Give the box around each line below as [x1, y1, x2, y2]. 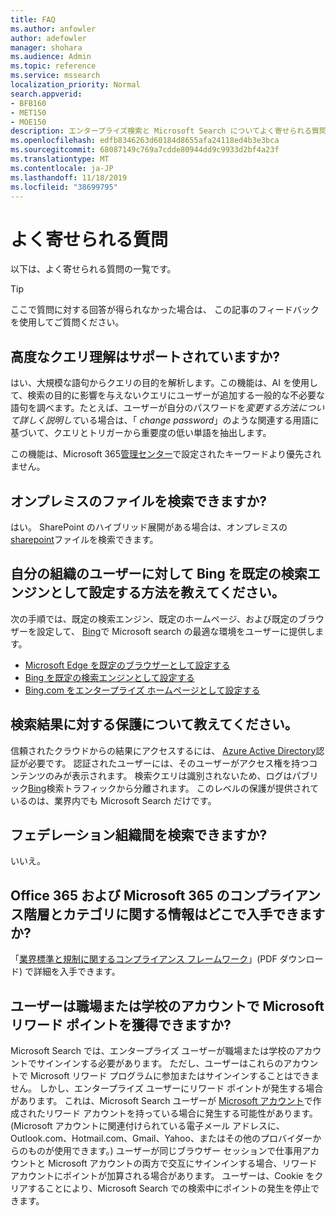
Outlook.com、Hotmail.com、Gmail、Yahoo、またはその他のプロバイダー [10, 1132, 313, 1144]
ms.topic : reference [10, 61, 97, 71]
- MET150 [10, 107, 47, 118]
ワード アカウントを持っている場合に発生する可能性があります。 [53, 1107, 318, 1119]
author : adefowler [10, 33, 87, 43]
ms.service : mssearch [10, 71, 101, 81]
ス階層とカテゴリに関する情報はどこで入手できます [10, 906, 326, 923]
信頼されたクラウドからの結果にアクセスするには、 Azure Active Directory [10, 744, 317, 756]
